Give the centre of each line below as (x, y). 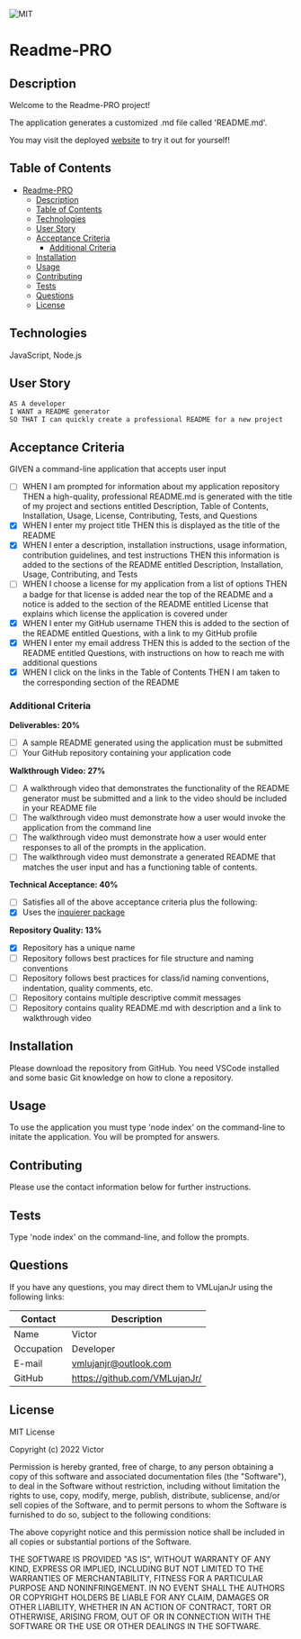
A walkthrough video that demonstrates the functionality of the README (156, 788)
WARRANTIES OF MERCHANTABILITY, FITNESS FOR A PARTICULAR (136, 1578)
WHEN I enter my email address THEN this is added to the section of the (156, 642)
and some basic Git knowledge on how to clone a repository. (121, 1078)
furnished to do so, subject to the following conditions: (110, 1515)
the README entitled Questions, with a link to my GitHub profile (140, 633)
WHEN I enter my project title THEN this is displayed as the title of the (151, 525)
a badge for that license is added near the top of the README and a (148, 594)
